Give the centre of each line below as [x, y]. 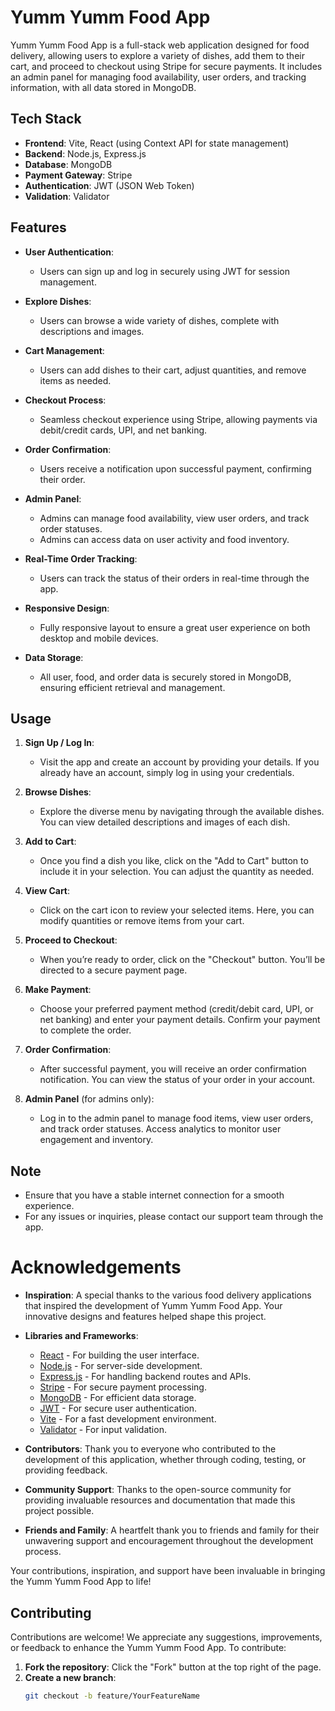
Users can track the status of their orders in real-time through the [174, 578]
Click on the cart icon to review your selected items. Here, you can [177, 910]
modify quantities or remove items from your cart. [142, 921]
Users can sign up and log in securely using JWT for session [164, 271]
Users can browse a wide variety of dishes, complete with [159, 320]
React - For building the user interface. [119, 1355]
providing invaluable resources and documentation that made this [160, 1500]
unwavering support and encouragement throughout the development [169, 1541]
